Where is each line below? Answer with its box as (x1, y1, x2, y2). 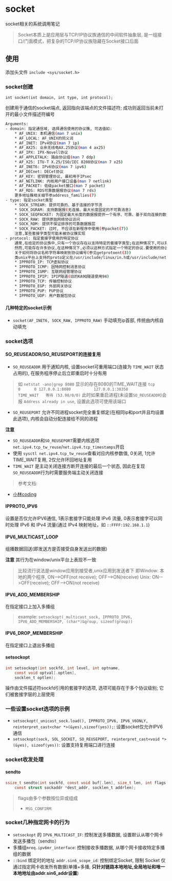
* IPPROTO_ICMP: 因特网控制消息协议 (14, 265, 86, 270)
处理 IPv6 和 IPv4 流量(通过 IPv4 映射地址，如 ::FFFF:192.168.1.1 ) (9, 522, 150, 528)
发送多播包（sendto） (12, 838, 59, 844)
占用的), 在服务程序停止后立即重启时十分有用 (12, 370, 107, 376)
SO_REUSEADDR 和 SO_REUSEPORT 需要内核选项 (12, 437, 100, 444)
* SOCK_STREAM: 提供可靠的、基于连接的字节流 (14, 202, 102, 208)
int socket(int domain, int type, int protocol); (5, 95, 114, 101)
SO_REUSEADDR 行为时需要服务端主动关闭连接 (12, 469, 103, 475)
